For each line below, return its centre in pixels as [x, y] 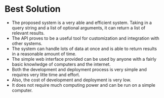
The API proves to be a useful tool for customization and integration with [85, 38]
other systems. [27, 43]
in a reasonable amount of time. [44, 54]
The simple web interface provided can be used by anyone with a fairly [84, 59]
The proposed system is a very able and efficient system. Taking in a [82, 23]
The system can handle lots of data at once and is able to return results [84, 49]
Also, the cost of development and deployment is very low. [71, 80]
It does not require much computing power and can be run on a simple [83, 85]
